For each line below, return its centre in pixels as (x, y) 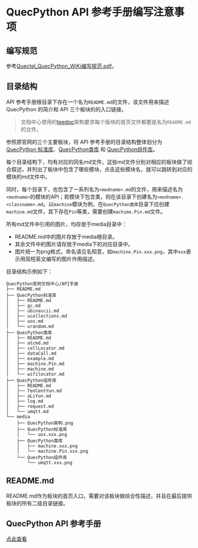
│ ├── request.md (30, 406)
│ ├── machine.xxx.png (47, 446)
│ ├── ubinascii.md (33, 311)
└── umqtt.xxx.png (50, 463)
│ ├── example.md (30, 358)
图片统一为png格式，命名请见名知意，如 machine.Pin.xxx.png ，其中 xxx (100, 251)
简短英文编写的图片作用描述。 (61, 259)
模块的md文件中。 (28, 177)
